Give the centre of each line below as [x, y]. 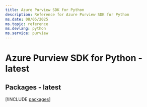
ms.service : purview [27, 33]
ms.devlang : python [26, 29]
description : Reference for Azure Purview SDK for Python [67, 15]
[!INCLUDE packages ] [28, 99]
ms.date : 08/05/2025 [27, 19]
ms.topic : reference [27, 24]
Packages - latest [33, 87]
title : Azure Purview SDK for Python [45, 10]
